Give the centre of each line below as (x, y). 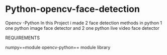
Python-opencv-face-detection (72, 9)
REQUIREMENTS (23, 38)
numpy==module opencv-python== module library (58, 47)
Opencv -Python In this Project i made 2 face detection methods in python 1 (84, 23)
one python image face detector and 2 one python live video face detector (82, 28)
